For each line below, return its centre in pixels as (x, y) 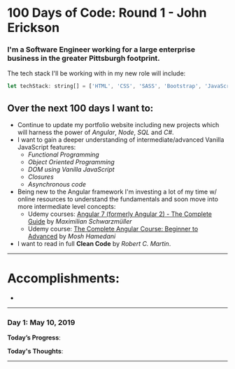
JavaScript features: (47, 147)
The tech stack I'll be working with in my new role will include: (97, 73)
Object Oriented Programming (71, 162)
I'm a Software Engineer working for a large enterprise (101, 50)
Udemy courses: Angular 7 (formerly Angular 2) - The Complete (120, 214)
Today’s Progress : (34, 338)
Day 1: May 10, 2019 (41, 323)
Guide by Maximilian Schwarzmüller (80, 222)
